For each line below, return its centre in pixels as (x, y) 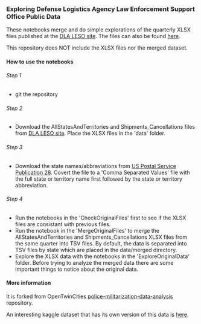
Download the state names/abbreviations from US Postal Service (96, 166)
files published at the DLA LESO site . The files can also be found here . (93, 36)
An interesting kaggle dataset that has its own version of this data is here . (97, 314)
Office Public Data (33, 16)
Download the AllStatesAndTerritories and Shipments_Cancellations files (105, 127)
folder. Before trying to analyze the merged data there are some (94, 262)
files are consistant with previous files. (63, 224)
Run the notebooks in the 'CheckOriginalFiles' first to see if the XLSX (101, 218)
